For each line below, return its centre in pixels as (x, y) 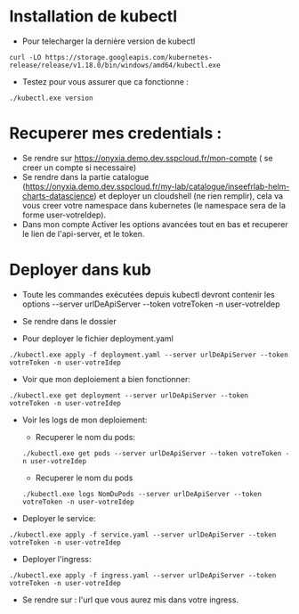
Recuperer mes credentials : (116, 133)
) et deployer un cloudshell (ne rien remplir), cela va (188, 196)
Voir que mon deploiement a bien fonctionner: (106, 379)
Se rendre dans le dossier (69, 321)
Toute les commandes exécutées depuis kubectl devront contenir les (149, 294)
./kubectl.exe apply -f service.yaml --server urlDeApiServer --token (143, 535)
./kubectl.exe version (51, 98)
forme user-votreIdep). (64, 215)
